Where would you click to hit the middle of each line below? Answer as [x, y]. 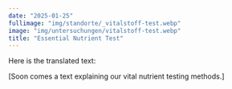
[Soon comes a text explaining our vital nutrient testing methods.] [116, 76]
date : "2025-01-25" [41, 16]
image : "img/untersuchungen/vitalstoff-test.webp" [95, 30]
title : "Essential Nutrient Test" [66, 38]
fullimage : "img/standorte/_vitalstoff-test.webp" [95, 23]
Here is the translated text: [52, 61]
